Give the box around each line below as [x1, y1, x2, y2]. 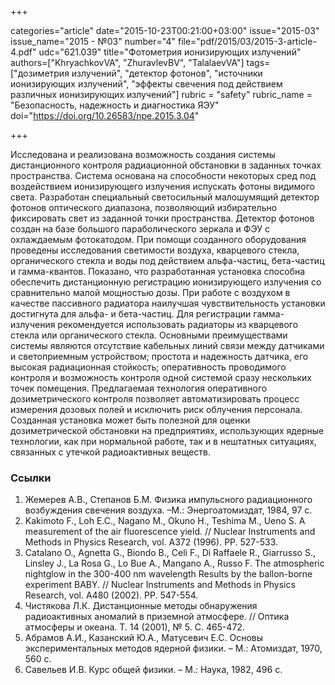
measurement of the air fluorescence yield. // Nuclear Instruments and [24, 526, 316, 538]
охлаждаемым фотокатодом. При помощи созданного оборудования [10, 234, 307, 245]
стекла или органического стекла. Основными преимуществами [10, 329, 288, 341]
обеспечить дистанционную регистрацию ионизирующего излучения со [10, 276, 322, 288]
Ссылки [10, 471, 52, 485]
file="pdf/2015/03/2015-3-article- [177, 36, 317, 47]
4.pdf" [10, 46, 37, 58]
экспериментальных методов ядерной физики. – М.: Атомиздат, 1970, [24, 642, 323, 655]
